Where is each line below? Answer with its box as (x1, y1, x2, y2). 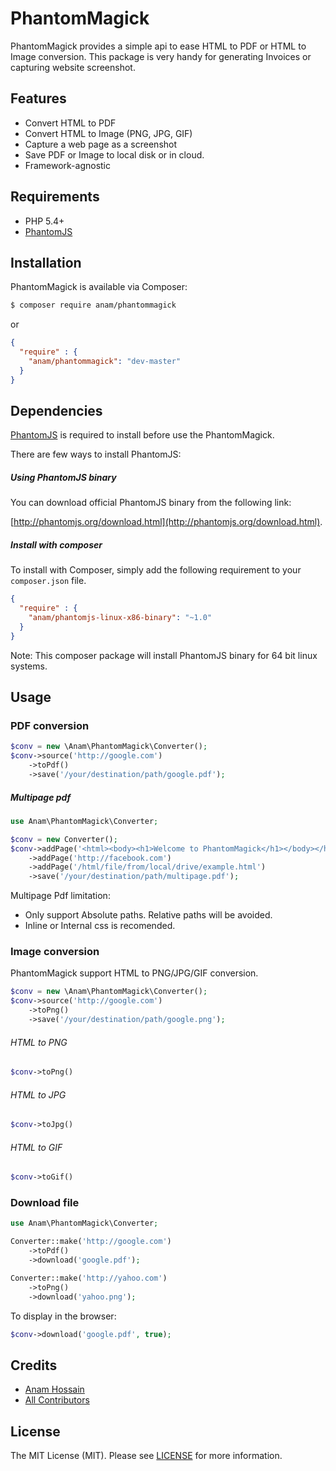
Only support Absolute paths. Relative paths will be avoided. (24, 909, 273, 921)
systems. (10, 660, 48, 672)
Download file (10, 1196, 80, 1210)
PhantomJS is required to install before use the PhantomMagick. (10, 429, 275, 441)
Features (10, 90, 67, 107)
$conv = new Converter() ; (10, 834, 118, 844)
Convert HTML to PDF (24, 117, 117, 129)
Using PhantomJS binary (10, 472, 117, 484)
